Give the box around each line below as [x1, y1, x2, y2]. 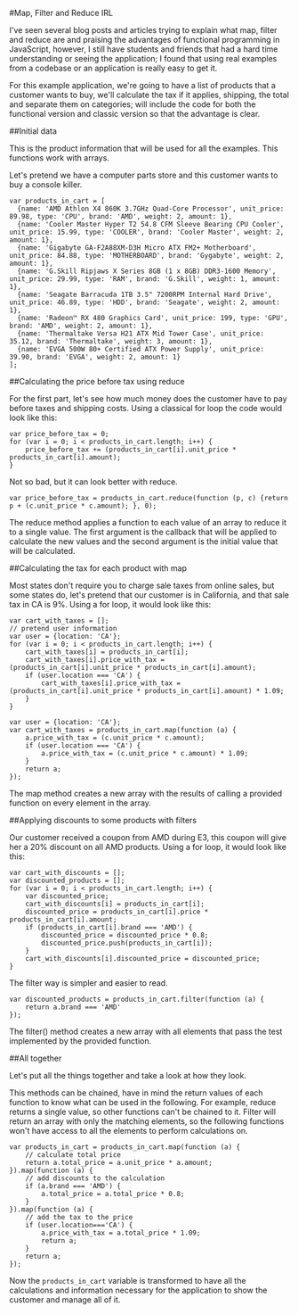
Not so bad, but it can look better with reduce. [9, 476, 178, 487]
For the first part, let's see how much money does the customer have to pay [9, 393, 287, 404]
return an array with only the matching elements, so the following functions [9, 1116, 285, 1127]
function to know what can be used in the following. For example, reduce [9, 1097, 277, 1107]
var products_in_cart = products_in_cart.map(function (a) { [9, 1143, 241, 1152]
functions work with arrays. [9, 153, 109, 163]
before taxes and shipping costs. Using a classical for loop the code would [9, 403, 283, 413]
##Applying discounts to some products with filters [9, 815, 197, 825]
